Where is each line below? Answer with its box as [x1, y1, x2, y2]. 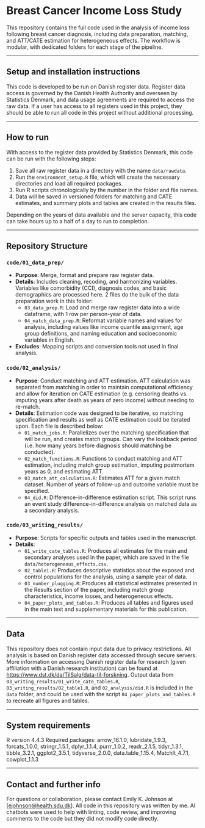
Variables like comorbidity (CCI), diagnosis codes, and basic [15, 284, 167, 292]
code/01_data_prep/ [6, 259, 64, 266]
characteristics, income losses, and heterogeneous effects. [24, 592, 174, 600]
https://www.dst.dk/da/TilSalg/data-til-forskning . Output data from [6, 671, 174, 678]
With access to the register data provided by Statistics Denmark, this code [6, 148, 193, 156]
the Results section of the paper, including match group [24, 586, 164, 593]
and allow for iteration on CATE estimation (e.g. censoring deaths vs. [15, 390, 188, 397]
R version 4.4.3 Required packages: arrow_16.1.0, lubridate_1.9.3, [6, 736, 167, 744]
